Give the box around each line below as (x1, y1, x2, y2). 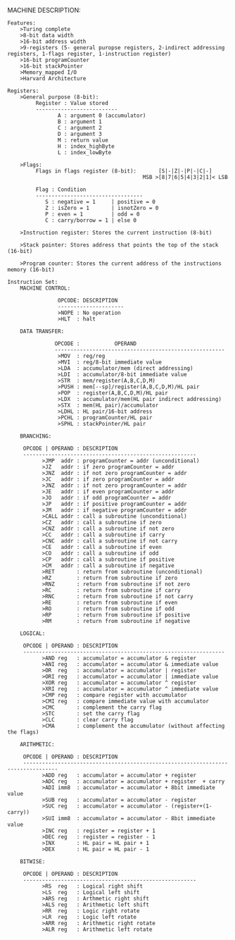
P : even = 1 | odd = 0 (44, 211, 140, 218)
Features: (7, 20, 37, 27)
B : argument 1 (57, 118, 102, 125)
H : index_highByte (57, 143, 115, 150)
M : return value (57, 137, 109, 144)
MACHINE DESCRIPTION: (7, 6, 81, 14)
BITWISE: (20, 858, 46, 865)
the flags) (7, 729, 39, 736)
